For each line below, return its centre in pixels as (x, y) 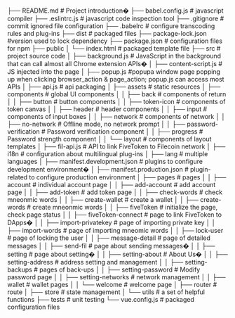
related (18, 177)
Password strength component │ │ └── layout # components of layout (109, 139)
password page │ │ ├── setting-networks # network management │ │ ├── (116, 277)
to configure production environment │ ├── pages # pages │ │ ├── (128, 177)
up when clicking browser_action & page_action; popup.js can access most (116, 79)
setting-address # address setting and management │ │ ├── (95, 262)
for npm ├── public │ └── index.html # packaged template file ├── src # (114, 48)
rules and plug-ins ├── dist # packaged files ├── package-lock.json (107, 33)
